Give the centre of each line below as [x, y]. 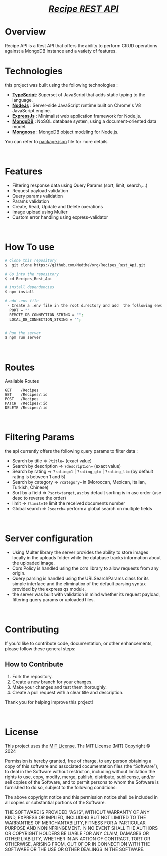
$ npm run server [23, 338]
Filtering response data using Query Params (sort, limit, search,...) [80, 185]
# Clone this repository [31, 260]
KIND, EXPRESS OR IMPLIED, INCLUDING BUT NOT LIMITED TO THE [76, 817]
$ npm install [20, 292]
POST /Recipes [22, 399]
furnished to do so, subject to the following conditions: [61, 787]
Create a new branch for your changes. [52, 682]
